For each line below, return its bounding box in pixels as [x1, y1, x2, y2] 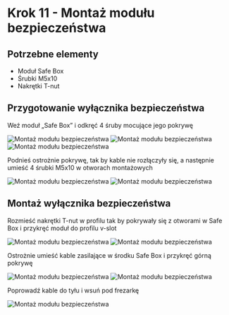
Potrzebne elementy [7, 48, 99, 60]
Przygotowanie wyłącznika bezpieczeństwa [7, 102, 205, 114]
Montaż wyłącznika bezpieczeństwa [7, 198, 171, 210]
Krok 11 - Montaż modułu [7, 5, 155, 21]
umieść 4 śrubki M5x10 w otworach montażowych [7, 163, 153, 172]
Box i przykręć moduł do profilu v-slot [7, 224, 117, 232]
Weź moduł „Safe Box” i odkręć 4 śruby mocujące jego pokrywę [7, 121, 194, 129]
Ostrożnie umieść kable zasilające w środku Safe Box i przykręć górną [7, 251, 211, 259]
